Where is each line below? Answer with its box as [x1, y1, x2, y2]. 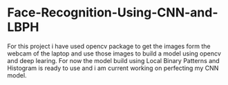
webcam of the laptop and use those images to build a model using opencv [7, 49, 221, 58]
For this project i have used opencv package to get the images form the [7, 42, 211, 50]
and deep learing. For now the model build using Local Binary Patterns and [7, 56, 220, 64]
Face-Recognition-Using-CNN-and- [7, 5, 219, 21]
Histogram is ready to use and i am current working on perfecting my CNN [7, 64, 219, 72]
